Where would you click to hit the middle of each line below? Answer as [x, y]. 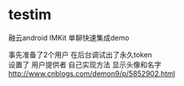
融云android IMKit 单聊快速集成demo [69, 37]
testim [30, 15]
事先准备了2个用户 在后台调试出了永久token [80, 54]
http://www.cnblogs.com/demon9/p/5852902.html [92, 73]
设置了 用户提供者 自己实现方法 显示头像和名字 [85, 64]
